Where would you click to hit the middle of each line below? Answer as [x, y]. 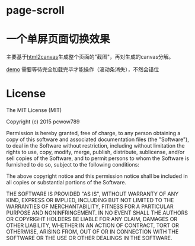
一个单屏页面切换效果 [58, 39]
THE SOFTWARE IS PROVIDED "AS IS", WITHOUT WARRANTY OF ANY [92, 194]
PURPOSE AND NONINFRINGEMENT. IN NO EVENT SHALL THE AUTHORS [97, 213]
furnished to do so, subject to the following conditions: [73, 165]
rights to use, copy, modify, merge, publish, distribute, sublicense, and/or [95, 152]
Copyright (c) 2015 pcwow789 [43, 122]
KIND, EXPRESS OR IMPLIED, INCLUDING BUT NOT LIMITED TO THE [90, 200]
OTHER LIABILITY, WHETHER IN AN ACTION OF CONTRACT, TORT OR [92, 225]
